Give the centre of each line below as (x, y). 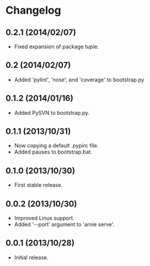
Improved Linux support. (44, 218)
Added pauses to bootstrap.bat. (53, 152)
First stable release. (38, 185)
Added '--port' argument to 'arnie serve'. (64, 224)
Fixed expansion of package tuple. (57, 46)
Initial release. (31, 257)
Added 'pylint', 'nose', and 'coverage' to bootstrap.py (79, 79)
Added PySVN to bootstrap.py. (52, 112)
